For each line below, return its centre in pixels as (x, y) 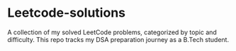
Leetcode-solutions (67, 13)
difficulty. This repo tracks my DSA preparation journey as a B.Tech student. (118, 39)
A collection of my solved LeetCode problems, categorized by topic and (112, 32)
